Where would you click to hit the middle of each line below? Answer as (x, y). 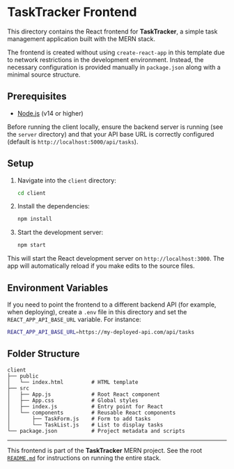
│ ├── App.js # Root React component (84, 394)
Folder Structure (44, 354)
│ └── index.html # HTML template (73, 382)
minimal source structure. (44, 75)
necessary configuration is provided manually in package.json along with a (114, 67)
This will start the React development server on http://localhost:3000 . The (116, 259)
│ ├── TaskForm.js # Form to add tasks (79, 419)
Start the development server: (60, 232)
